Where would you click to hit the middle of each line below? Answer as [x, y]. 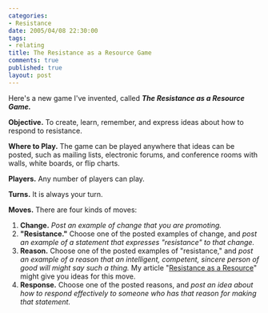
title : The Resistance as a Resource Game [80, 53]
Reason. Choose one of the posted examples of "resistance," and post [136, 251]
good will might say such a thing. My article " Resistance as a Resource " [138, 267]
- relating [26, 46]
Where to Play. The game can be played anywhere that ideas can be [122, 146]
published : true [35, 68]
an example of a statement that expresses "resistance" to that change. [137, 242]
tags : [17, 38]
